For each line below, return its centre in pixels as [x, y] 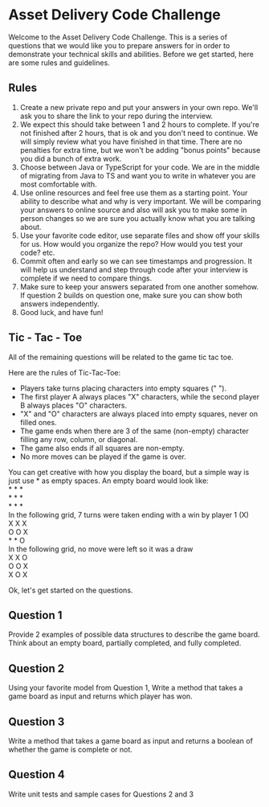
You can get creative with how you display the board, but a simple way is [129, 472]
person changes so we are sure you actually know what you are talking [137, 218]
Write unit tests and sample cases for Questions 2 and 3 [101, 794]
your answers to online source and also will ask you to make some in [133, 210]
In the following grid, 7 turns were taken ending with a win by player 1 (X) [128, 514]
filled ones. [39, 422]
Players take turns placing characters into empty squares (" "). [123, 388]
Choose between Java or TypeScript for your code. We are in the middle [140, 167]
